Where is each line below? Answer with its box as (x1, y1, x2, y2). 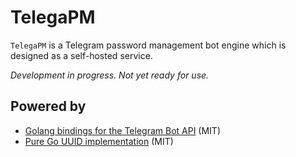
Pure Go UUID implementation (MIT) (24, 135, 174, 147)
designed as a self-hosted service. (10, 49, 153, 61)
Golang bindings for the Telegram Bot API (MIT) (24, 124, 222, 136)
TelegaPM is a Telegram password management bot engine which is (10, 39, 287, 51)
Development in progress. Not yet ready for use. (10, 69, 210, 81)
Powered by (10, 98, 87, 115)
